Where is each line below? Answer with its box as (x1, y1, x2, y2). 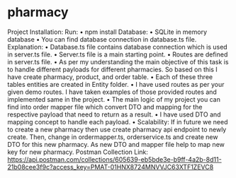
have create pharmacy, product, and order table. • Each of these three (7, 72, 213, 81)
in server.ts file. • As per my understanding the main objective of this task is (7, 57, 229, 66)
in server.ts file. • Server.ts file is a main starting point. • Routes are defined (7, 50, 228, 59)
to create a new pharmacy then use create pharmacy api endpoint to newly (7, 125, 227, 133)
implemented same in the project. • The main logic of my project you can (7, 95, 221, 103)
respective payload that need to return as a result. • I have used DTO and (7, 110, 221, 119)
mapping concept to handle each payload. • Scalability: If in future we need (7, 117, 228, 126)
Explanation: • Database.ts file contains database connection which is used (7, 42, 228, 51)
